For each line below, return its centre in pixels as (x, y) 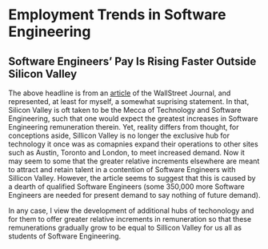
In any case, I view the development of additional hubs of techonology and (131, 211)
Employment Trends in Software (117, 15)
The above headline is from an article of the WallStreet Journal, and (120, 93)
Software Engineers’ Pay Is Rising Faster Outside (132, 61)
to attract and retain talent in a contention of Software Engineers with (122, 169)
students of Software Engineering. (65, 236)
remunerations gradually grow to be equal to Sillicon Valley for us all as (125, 227)
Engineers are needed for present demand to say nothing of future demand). (134, 195)
